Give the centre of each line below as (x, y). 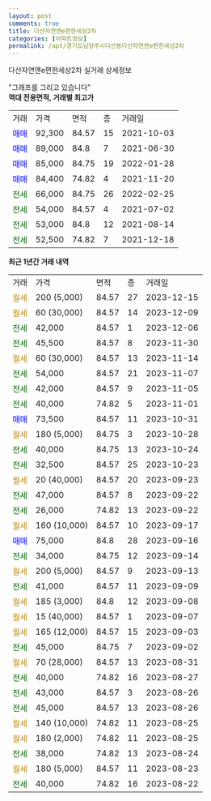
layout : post (30, 16)
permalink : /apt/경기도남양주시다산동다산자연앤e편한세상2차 (96, 46)
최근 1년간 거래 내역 (39, 262)
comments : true (34, 24)
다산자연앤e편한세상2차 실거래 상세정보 (70, 71)
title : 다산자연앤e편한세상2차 (53, 31)
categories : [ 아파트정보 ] (48, 39)
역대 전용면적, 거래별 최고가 (51, 97)
